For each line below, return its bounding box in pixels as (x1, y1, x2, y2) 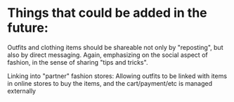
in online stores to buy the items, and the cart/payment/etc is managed (7, 79, 213, 87)
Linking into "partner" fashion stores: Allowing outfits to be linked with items (7, 72, 227, 80)
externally (7, 87, 37, 95)
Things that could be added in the (7, 5, 207, 21)
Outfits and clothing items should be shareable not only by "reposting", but (7, 43, 223, 51)
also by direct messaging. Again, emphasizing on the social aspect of (7, 51, 209, 59)
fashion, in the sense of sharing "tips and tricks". (7, 58, 148, 66)
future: (7, 20, 49, 36)
